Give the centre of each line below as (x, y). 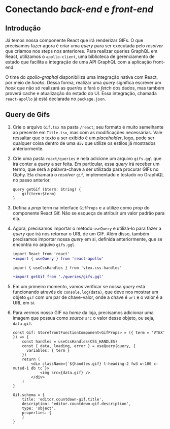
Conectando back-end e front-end (79, 9)
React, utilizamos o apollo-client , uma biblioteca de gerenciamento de (80, 56)
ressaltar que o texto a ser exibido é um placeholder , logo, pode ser (83, 138)
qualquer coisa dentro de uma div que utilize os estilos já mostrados (84, 143)
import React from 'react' (41, 254)
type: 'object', (39, 408)
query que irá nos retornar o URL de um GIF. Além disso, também (81, 234)
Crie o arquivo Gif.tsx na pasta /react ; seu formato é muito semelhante (88, 127)
